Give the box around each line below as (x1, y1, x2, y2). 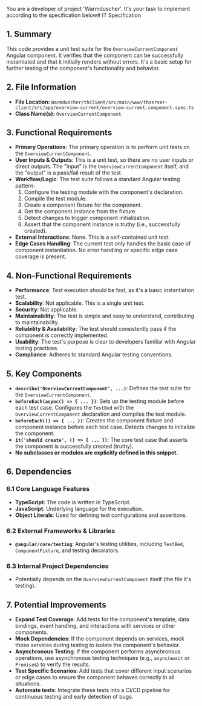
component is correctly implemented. (15, 331, 109, 339)
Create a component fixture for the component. (24, 201, 142, 208)
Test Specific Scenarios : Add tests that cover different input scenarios (15, 667, 192, 674)
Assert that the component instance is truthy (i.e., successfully (24, 221, 180, 228)
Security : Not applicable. (15, 306, 79, 313)
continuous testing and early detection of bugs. (15, 693, 134, 701)
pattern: (15, 182, 35, 190)
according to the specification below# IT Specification (6, 12, 142, 19)
